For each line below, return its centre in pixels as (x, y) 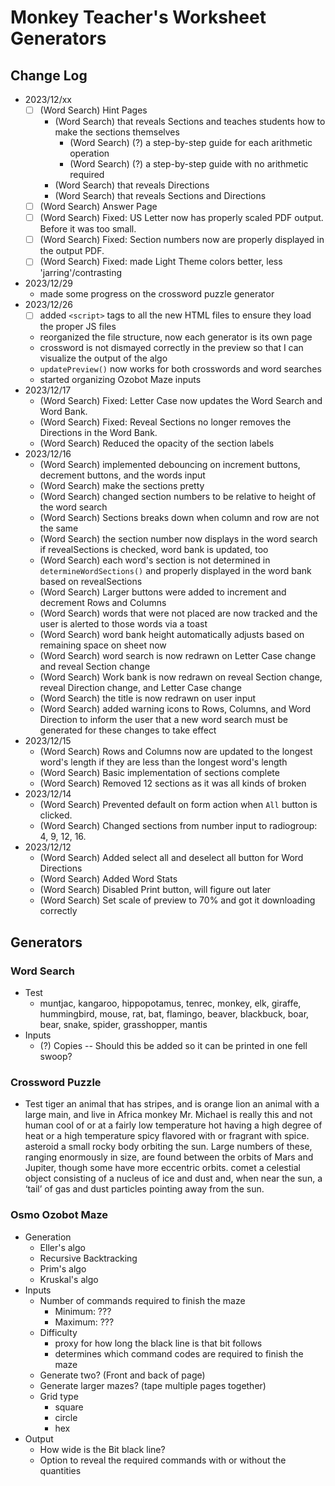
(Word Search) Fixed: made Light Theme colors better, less (161, 262)
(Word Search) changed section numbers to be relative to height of (178, 497)
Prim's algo (63, 1268)
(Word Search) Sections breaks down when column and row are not (179, 518)
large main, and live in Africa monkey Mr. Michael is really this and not (168, 1115)
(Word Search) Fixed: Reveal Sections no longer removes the (165, 422)
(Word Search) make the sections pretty (122, 486)
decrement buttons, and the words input (122, 475)
